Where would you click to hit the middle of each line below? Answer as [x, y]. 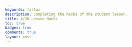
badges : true [18, 28]
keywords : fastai [23, 10]
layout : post [18, 37]
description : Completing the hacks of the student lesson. [66, 14]
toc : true [15, 23]
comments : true [21, 32]
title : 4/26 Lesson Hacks [31, 19]
